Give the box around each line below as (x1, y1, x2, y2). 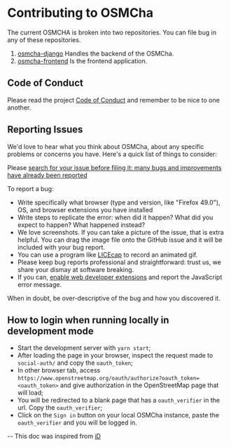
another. (7, 103, 31, 112)
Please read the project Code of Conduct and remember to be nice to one (7, 96, 220, 104)
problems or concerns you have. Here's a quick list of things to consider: (7, 150, 217, 158)
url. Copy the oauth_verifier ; (17, 403, 103, 412)
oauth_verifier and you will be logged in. (17, 418, 138, 427)
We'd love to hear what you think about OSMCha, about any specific (7, 142, 204, 150)
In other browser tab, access (17, 366, 101, 375)
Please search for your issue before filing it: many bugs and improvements (7, 163, 222, 171)
